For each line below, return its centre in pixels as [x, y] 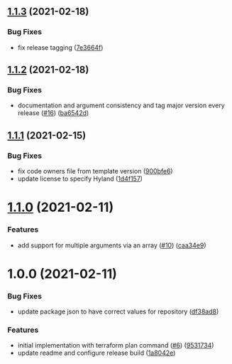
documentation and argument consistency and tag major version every [121, 105]
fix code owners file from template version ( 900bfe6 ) [95, 171]
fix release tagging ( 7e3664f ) [60, 47]
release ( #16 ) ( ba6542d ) [53, 113]
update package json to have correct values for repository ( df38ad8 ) [118, 311]
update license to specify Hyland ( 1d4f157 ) [80, 179]
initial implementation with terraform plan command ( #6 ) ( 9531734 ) [116, 346]
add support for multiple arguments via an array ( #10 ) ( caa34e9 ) [112, 245]
